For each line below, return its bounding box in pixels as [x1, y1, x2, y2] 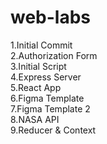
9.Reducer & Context [10, 124, 97, 136]
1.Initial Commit [10, 39, 73, 51]
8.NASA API [10, 113, 60, 125]
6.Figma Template [10, 92, 85, 104]
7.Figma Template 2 [10, 102, 91, 115]
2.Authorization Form [10, 49, 98, 61]
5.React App [10, 81, 62, 93]
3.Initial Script [10, 60, 67, 72]
